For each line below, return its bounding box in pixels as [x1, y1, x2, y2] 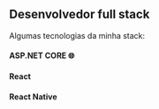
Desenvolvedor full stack [9, 7, 150, 22]
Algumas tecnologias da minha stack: [9, 30, 146, 40]
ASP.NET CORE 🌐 [9, 50, 75, 61]
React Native [9, 91, 57, 102]
